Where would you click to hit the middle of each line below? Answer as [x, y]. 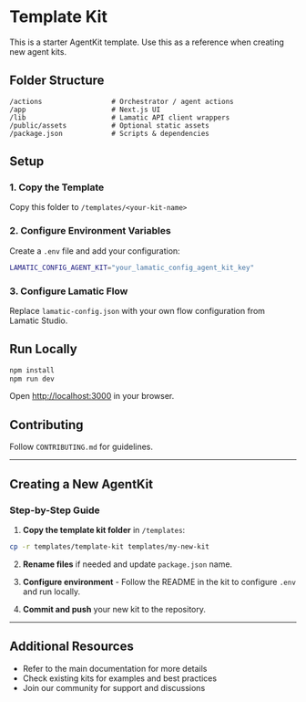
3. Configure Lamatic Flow [69, 291]
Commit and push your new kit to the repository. [114, 609]
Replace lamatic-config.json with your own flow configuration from [138, 310]
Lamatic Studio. [39, 320]
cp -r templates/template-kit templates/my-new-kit [109, 546]
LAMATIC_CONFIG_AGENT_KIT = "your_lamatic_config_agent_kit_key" [132, 267]
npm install [32, 370]
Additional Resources [71, 647]
